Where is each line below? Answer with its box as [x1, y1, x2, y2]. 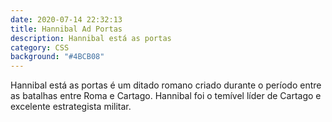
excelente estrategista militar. [10, 101, 132, 113]
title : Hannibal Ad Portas [10, 24, 123, 34]
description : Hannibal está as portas [10, 33, 172, 43]
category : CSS [10, 42, 70, 53]
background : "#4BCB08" [10, 52, 105, 62]
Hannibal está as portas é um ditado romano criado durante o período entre [10, 79, 322, 91]
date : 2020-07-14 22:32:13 [10, 14, 123, 25]
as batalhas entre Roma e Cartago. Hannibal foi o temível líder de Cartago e [10, 90, 322, 102]
